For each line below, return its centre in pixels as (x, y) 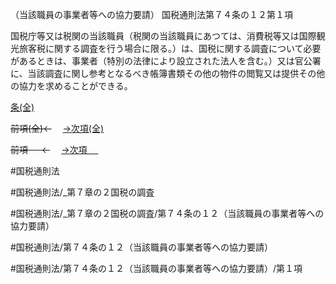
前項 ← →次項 (49, 149)
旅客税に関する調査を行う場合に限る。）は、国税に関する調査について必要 (170, 48)
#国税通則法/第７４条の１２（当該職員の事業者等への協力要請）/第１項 (156, 268)
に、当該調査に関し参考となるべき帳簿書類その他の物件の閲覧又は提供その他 (168, 73)
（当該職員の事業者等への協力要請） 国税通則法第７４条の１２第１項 (151, 14)
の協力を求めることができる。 (71, 86)
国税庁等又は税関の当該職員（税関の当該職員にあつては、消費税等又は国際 (163, 36)
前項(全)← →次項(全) (57, 128)
